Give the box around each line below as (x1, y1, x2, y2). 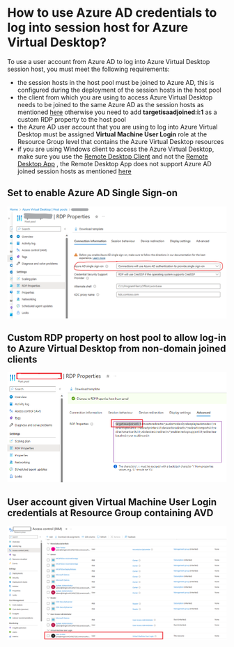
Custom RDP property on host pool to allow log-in (7, 332, 226, 344)
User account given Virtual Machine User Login (7, 496, 217, 508)
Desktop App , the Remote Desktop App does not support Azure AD (17, 159, 212, 168)
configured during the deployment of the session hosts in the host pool (17, 86, 221, 94)
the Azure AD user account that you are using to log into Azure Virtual (17, 122, 218, 131)
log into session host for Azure (7, 19, 189, 35)
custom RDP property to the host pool (17, 115, 127, 123)
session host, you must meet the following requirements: (7, 65, 170, 73)
